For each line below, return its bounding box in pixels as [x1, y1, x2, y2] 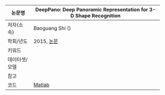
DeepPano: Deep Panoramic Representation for [35, 6, 148, 13]
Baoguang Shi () [33, 25, 71, 31]
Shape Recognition [75, 12, 121, 19]
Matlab [33, 81, 50, 88]
